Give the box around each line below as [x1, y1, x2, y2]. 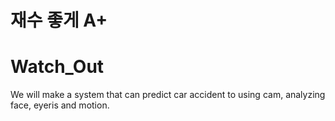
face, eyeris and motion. [10, 99, 110, 111]
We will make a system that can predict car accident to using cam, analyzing [10, 89, 326, 101]
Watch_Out [10, 56, 105, 78]
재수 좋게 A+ [10, 9, 108, 32]
